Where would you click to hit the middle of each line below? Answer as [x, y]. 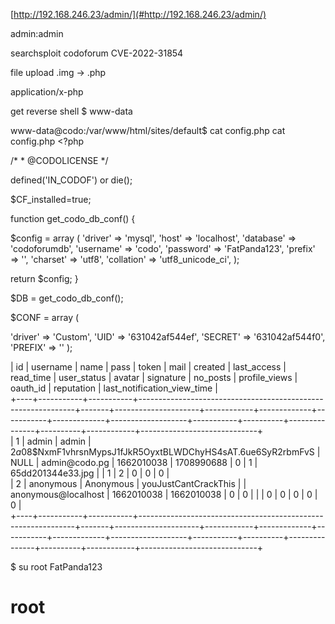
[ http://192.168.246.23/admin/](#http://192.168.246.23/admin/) [138, 14]
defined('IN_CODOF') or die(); [71, 180]
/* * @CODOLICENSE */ [59, 160]
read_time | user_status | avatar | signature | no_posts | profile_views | [154, 377]
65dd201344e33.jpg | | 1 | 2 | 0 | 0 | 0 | [90, 473]
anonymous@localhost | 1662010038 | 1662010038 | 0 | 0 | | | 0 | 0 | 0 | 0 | [164, 494]
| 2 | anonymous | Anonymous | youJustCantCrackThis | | [128, 483]
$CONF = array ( [45, 317]
